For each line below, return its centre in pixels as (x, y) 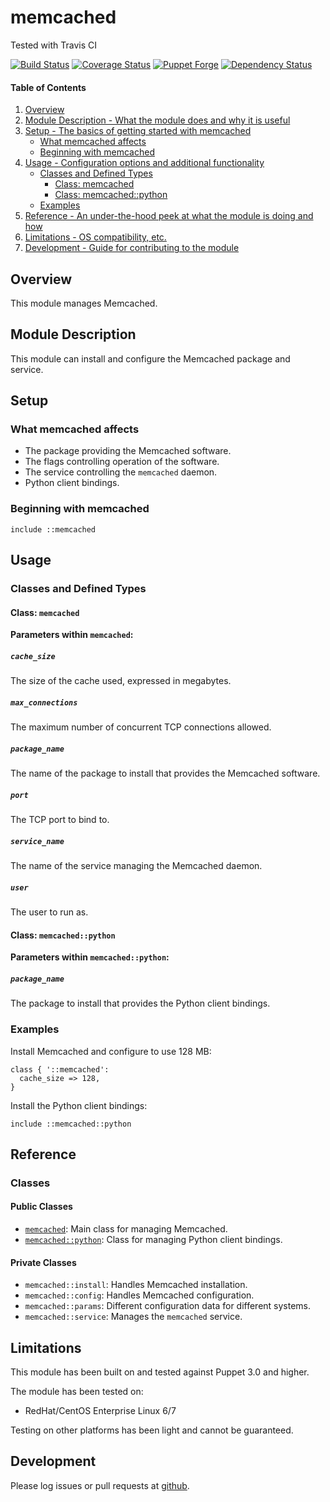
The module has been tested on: (77, 1392)
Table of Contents (48, 87)
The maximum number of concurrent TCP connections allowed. (141, 727)
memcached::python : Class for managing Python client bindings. (153, 1240)
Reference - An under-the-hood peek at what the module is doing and (169, 216)
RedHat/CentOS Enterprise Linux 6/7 (100, 1411)
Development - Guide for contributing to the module (132, 248)
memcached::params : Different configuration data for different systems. (168, 1306)
